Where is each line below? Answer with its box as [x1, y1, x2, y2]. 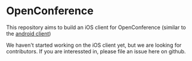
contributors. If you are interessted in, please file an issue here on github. [6, 47, 186, 54]
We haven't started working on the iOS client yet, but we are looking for [6, 41, 182, 49]
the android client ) [6, 30, 51, 37]
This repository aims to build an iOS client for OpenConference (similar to [6, 24, 187, 31]
